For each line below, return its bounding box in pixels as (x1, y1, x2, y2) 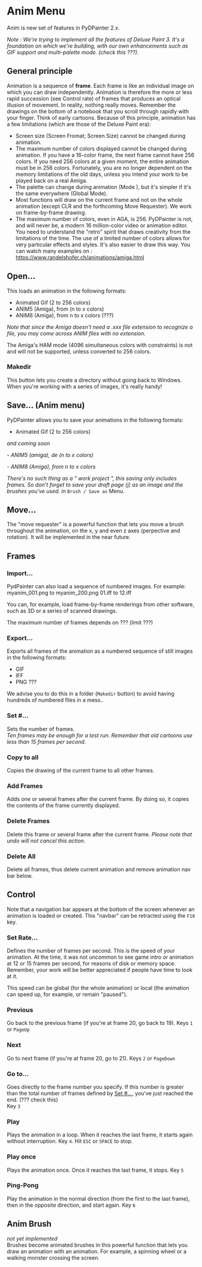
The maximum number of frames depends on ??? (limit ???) (7, 619, 153, 626)
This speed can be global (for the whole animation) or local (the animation (7, 985, 189, 992)
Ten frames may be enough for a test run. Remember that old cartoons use (7, 732, 193, 739)
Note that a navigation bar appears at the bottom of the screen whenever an (7, 905, 195, 913)
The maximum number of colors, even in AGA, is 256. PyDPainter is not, (15, 215, 193, 222)
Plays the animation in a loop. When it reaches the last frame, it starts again (7, 1131, 193, 1139)
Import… (7, 569, 34, 577)
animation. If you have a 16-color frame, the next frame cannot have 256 (15, 151, 195, 158)
